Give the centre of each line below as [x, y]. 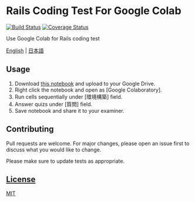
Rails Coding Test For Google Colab [94, 11]
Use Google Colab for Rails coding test [53, 38]
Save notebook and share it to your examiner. [69, 110]
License [21, 179]
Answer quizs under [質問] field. [53, 104]
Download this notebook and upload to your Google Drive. [85, 83]
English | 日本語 [25, 51]
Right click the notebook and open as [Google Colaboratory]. [88, 90]
